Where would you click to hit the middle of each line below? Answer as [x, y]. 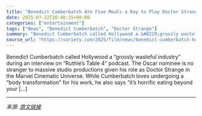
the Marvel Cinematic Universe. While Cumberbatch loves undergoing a [95, 76]
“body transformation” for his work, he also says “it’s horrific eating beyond [99, 82]
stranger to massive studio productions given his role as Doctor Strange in [98, 69]
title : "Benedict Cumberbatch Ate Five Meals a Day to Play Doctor [93, 12]
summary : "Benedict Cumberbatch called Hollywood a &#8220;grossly [93, 34]
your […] [17, 89]
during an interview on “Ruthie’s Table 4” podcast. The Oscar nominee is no [100, 63]
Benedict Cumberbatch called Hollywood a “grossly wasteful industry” [93, 57]
